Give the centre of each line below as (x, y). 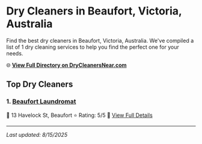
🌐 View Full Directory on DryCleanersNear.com (67, 65)
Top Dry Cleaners (40, 85)
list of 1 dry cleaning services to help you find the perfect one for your (93, 47)
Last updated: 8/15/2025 (37, 134)
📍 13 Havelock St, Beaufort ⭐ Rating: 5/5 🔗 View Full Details (80, 115)
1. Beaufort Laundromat (41, 102)
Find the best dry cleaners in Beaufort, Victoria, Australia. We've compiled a (100, 40)
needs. (15, 53)
